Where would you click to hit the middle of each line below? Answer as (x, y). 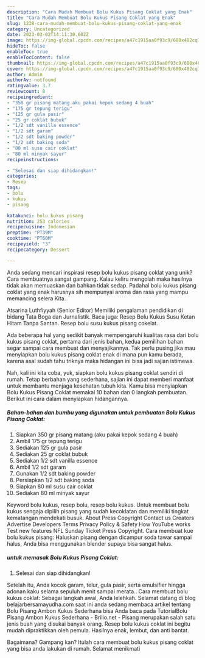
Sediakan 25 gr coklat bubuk (52, 454)
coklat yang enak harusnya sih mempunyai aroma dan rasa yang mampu (98, 292)
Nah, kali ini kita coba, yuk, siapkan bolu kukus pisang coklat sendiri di (95, 372)
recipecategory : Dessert (38, 250)
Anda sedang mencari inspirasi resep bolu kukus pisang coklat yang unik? (100, 272)
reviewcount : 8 (26, 92)
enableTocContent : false (38, 57)
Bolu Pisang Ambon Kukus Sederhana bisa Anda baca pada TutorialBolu (97, 610)
